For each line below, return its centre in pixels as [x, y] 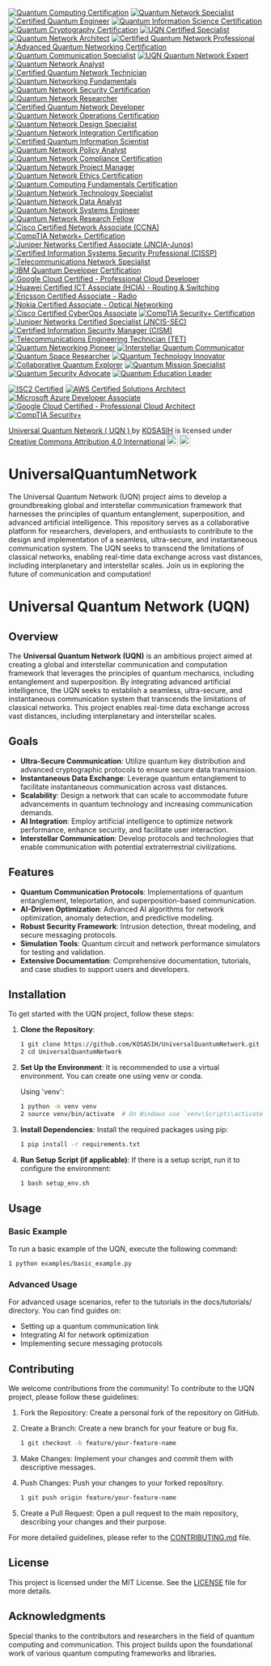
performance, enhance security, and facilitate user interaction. [124, 830]
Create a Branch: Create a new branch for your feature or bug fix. [129, 1428]
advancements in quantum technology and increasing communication [136, 804]
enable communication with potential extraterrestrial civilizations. [129, 847]
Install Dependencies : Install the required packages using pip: [124, 1129]
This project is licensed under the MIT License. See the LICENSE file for [128, 1582]
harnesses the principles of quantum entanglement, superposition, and [127, 514]
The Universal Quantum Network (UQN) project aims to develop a [118, 497]
